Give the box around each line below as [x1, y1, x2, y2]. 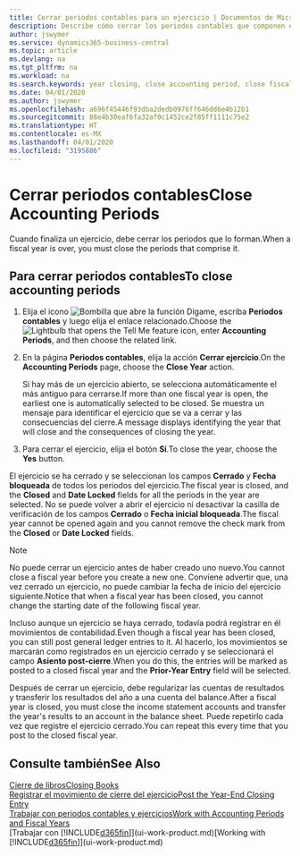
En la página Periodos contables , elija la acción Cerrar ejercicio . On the [21, 352, 286, 363]
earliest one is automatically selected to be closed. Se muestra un [21, 398, 265, 409]
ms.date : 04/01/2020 [9, 88, 87, 97]
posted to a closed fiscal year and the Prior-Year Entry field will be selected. [9, 665, 291, 676]
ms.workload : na [9, 72, 70, 81]
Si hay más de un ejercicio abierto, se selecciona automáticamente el [21, 379, 277, 390]
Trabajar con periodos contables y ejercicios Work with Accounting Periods [9, 809, 285, 819]
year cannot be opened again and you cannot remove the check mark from [9, 518, 286, 529]
